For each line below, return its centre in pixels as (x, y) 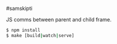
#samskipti (19, 8)
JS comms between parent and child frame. (59, 19)
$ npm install (23, 30)
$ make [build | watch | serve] (40, 35)
